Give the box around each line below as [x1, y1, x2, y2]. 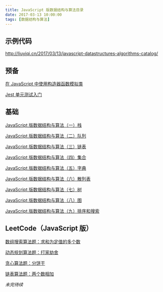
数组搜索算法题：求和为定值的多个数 [5, 238, 81, 245]
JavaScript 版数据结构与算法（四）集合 [5, 154, 87, 160]
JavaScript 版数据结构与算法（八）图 [5, 197, 82, 203]
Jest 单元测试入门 [5, 91, 42, 98]
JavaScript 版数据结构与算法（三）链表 [5, 143, 87, 150]
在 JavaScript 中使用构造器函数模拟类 [5, 81, 83, 86]
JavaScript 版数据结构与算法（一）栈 [5, 122, 82, 128]
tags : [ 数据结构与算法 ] [5, 17, 50, 22]
